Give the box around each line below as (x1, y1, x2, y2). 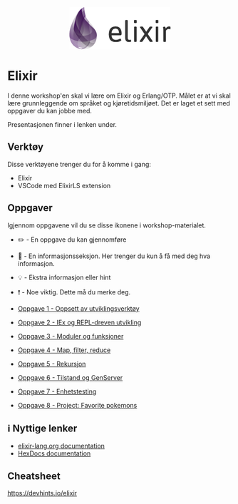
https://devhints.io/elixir (7, 489, 77, 498)
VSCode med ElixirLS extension (17, 181, 111, 190)
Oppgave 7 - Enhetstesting (17, 387, 97, 396)
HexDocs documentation (17, 449, 91, 458)
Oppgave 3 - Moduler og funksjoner (17, 331, 124, 340)
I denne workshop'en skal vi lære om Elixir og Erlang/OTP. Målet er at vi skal (7, 91, 232, 100)
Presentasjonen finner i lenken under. (7, 120, 118, 128)
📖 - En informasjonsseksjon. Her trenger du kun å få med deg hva (17, 252, 211, 260)
